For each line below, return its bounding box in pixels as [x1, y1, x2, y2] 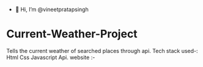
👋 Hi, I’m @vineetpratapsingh [15, 6, 89, 13]
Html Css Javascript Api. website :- [6, 54, 95, 61]
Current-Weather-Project [6, 27, 138, 41]
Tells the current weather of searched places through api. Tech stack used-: [6, 47, 198, 54]
